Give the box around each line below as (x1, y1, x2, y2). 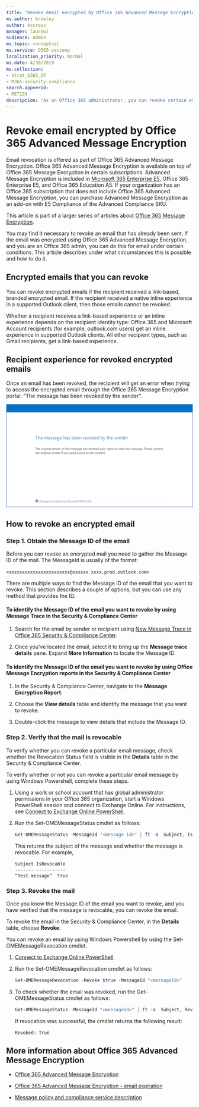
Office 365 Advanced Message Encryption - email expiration (14, 1083, 163, 1090)
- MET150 (6, 91, 28, 98)
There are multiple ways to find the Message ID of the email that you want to (6, 580, 192, 587)
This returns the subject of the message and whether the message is (14, 842, 183, 849)
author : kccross (6, 22, 46, 28)
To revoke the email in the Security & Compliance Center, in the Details (6, 918, 179, 925)
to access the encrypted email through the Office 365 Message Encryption (6, 386, 189, 393)
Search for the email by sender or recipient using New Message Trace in (14, 625, 192, 633)
